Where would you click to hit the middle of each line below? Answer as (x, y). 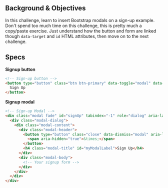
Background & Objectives (45, 8)
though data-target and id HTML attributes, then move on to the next (77, 36)
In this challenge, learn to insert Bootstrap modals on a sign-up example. (80, 20)
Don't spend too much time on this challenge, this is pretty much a (73, 25)
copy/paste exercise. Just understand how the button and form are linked (81, 31)
